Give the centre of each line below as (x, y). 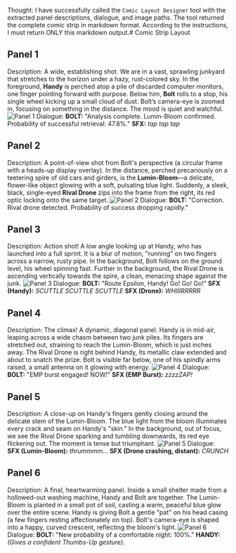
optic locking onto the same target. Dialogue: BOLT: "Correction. (116, 200)
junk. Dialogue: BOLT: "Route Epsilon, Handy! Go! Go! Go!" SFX (114, 284)
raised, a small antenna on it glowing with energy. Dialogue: (109, 367)
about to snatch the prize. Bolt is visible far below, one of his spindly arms (114, 360)
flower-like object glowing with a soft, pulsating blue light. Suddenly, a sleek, (118, 185)
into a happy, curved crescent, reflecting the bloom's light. (92, 527)
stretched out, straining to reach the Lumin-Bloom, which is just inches (110, 345)
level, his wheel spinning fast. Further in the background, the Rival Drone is (116, 269)
